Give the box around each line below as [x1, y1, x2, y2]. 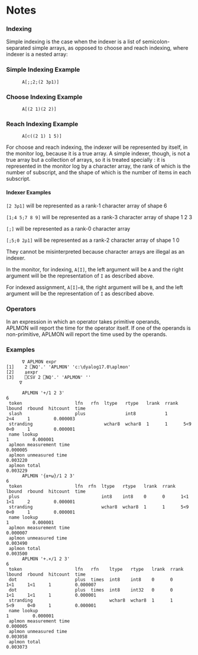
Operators [6, 305, 37, 313]
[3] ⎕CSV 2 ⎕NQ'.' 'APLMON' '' [6, 375, 92, 381]
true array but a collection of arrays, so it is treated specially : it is [6, 156, 165, 164]
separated [6, 44, 31, 52]
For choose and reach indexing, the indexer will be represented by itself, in [6, 143, 188, 151]
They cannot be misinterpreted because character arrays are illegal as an [6, 248, 185, 255]
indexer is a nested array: [6, 51, 68, 58]
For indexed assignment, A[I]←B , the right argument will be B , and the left [6, 283, 183, 290]
